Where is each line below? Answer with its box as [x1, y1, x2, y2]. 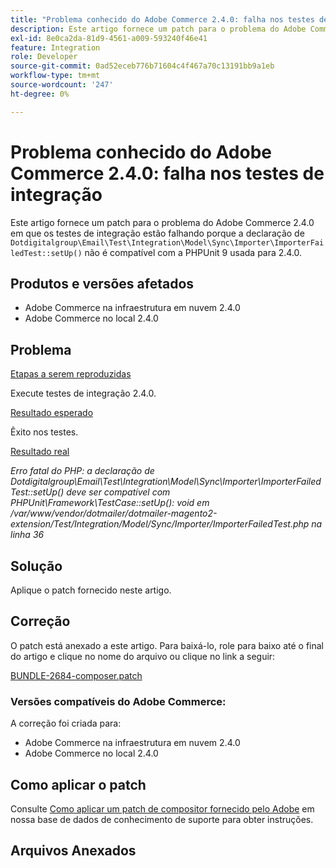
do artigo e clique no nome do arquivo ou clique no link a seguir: [10, 650, 276, 662]
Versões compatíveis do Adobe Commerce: [10, 694, 227, 708]
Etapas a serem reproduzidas [10, 368, 132, 380]
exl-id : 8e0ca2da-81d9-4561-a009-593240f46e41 [10, 33, 208, 43]
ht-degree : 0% [10, 89, 70, 99]
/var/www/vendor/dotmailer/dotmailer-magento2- [10, 507, 218, 520]
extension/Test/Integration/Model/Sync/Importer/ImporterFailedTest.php [10, 518, 310, 530]
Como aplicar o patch [10, 776, 147, 793]
